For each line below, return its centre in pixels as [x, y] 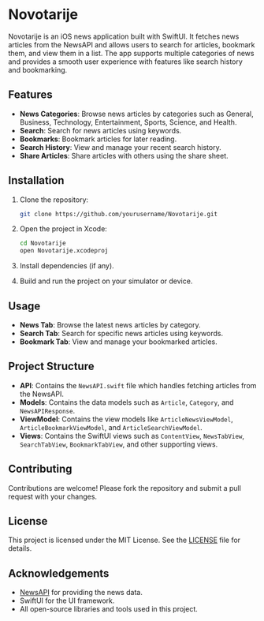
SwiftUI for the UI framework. [67, 600]
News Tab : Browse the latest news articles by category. [110, 325]
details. [20, 548]
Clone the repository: [54, 200]
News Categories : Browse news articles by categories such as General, [136, 114]
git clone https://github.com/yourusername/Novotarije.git [119, 214]
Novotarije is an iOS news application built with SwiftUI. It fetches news [124, 36]
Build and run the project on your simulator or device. [106, 281]
